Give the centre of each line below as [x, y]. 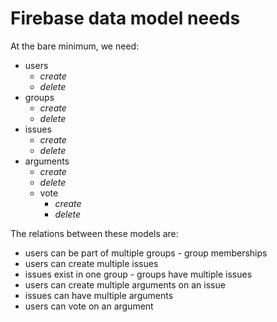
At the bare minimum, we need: [75, 46]
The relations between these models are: [94, 233]
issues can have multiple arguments [99, 295]
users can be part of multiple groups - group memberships [146, 253]
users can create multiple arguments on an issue [125, 284]
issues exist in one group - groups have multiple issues [138, 274]
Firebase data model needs [125, 18]
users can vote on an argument [89, 306]
